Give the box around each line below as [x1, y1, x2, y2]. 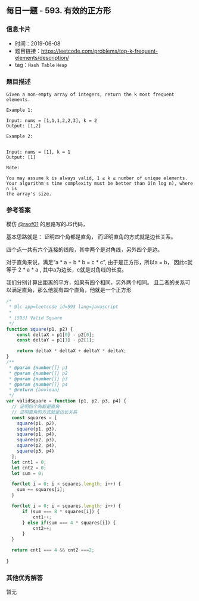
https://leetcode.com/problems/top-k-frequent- [41, 47, 158, 54]
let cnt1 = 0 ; [11, 459, 46, 465]
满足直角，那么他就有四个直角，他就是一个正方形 [11, 286, 132, 294]
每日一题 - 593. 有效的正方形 [6, 5, 111, 16]
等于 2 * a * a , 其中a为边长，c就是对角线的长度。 [6, 266, 127, 273]
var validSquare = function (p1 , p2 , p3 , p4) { [6, 398, 127, 404]
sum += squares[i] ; [17, 487, 66, 493]
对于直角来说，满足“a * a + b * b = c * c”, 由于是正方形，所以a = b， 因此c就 [6, 259, 192, 266]
